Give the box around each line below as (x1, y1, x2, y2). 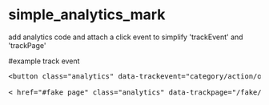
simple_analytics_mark (8, 6, 166, 24)
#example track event (8, 56, 80, 66)
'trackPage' (8, 40, 46, 50)
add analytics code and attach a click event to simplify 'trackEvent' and (8, 32, 243, 42)
